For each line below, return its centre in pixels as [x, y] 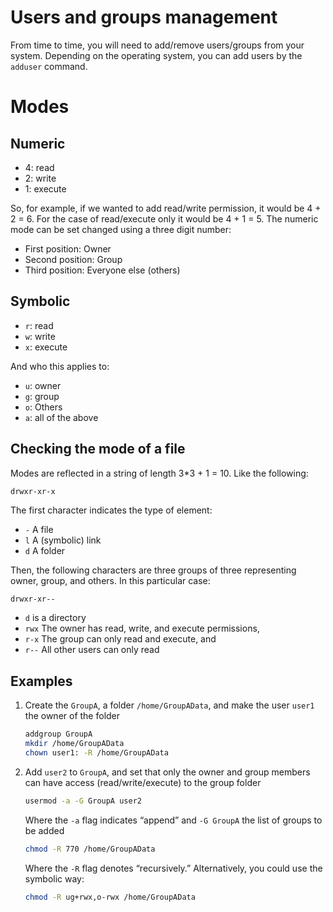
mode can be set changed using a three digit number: [121, 229]
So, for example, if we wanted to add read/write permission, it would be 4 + [166, 208]
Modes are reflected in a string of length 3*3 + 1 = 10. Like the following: [159, 473]
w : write [40, 336]
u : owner [43, 385]
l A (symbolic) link [63, 540]
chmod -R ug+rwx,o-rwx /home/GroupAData [110, 897]
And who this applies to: [60, 366]
